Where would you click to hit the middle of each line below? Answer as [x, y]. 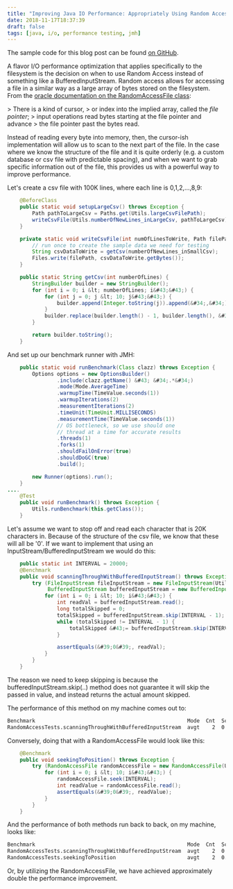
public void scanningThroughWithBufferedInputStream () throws [111, 576]
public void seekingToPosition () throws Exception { [97, 760]
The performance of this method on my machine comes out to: [97, 708]
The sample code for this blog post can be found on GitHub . [93, 53]
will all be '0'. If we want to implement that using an [80, 543]
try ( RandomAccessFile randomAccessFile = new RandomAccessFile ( [129, 766]
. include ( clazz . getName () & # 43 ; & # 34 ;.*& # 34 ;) [125, 380]
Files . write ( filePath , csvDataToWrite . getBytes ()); [109, 258]
